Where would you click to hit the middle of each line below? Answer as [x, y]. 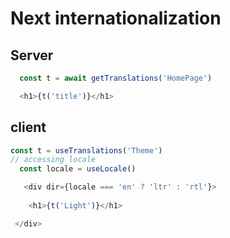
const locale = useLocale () [78, 169]
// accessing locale [53, 160]
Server [32, 55]
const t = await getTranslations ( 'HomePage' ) [116, 78]
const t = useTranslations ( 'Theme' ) [86, 150]
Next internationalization [116, 18]
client [28, 127]
